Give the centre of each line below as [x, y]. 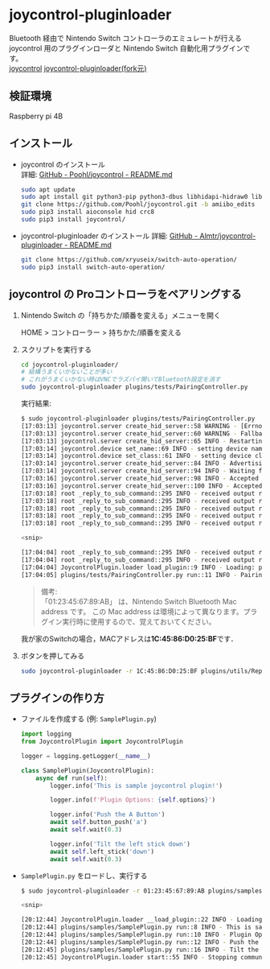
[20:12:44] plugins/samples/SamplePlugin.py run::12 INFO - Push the [140, 942]
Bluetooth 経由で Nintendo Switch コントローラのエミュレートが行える [125, 38]
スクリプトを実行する [56, 349]
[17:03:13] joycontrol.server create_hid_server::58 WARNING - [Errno [141, 426]
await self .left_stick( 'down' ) [102, 851]
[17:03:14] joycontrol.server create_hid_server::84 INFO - [123, 464]
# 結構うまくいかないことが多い [66, 372]
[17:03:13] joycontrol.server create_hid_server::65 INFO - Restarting [143, 441]
